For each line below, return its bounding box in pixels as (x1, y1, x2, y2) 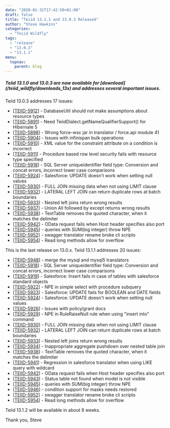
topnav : (10, 59, 26, 64)
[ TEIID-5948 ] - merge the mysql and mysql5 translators (12, 257, 129, 263)
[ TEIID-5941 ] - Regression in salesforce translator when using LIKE (12, 359, 153, 366)
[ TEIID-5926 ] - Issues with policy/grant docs (12, 306, 106, 312)
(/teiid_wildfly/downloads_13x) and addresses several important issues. (5, 85, 161, 91)
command (12, 316, 34, 322)
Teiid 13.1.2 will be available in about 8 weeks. (5, 407, 100, 413)
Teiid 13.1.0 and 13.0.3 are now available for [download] (5, 80, 125, 86)
